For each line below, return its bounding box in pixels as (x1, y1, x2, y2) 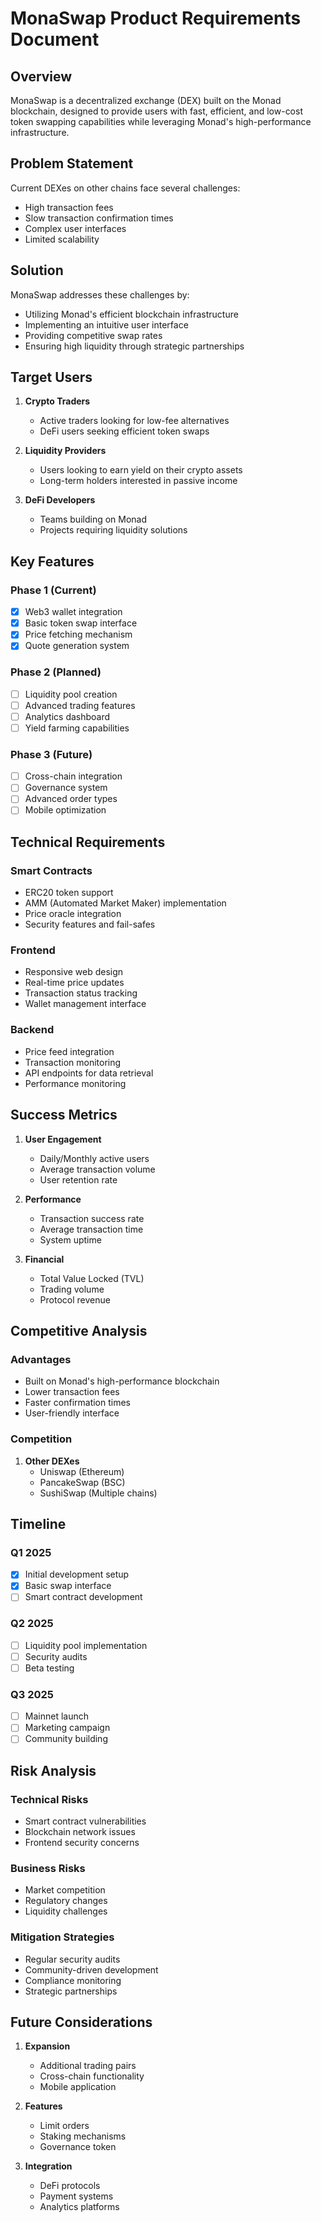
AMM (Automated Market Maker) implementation (24, 897, 227, 909)
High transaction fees (24, 201, 114, 213)
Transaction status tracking (24, 987, 138, 999)
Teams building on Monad (39, 513, 148, 526)
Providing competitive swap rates (24, 329, 163, 341)
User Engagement (24, 1133, 102, 1145)
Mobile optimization (24, 804, 107, 816)
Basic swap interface (24, 1580, 112, 1592)
